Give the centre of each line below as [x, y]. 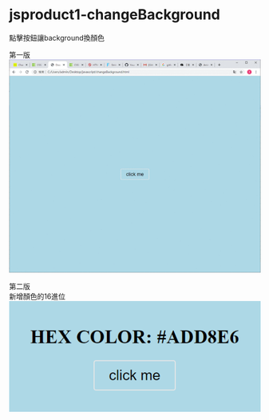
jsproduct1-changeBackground [115, 15]
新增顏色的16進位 [38, 296]
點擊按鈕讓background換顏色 [57, 38]
